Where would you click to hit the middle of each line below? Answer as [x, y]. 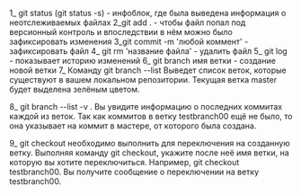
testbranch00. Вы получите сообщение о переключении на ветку [134, 172]
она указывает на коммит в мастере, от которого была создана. [133, 126]
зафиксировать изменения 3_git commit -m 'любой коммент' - [129, 41]
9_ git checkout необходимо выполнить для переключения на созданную [150, 143]
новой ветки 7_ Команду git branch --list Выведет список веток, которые [148, 70]
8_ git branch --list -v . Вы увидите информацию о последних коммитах [146, 106]
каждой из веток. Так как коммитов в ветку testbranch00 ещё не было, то [151, 116]
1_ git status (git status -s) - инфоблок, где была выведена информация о [148, 13]
